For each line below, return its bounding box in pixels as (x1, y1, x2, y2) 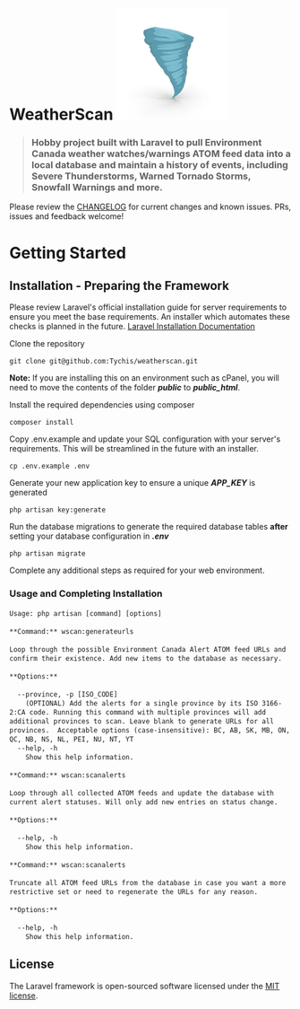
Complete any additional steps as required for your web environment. (9, 565, 265, 576)
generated (9, 487, 47, 498)
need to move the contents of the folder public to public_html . (9, 382, 240, 393)
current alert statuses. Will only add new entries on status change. (9, 797, 279, 806)
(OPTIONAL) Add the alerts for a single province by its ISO (25, 698, 258, 707)
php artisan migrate (9, 549, 87, 558)
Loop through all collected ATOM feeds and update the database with (9, 788, 275, 797)
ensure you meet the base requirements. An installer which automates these (9, 311, 291, 322)
